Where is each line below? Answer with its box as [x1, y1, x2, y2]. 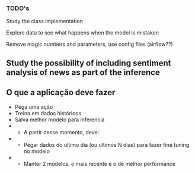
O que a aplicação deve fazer [6, 87, 116, 97]
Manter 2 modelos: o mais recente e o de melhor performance [23, 160, 176, 167]
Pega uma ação [14, 103, 53, 111]
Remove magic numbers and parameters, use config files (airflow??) [6, 40, 173, 48]
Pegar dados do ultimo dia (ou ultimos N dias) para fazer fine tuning [23, 141, 190, 148]
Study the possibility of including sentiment [6, 58, 171, 68]
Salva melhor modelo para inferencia [14, 116, 105, 123]
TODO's [6, 4, 30, 12]
